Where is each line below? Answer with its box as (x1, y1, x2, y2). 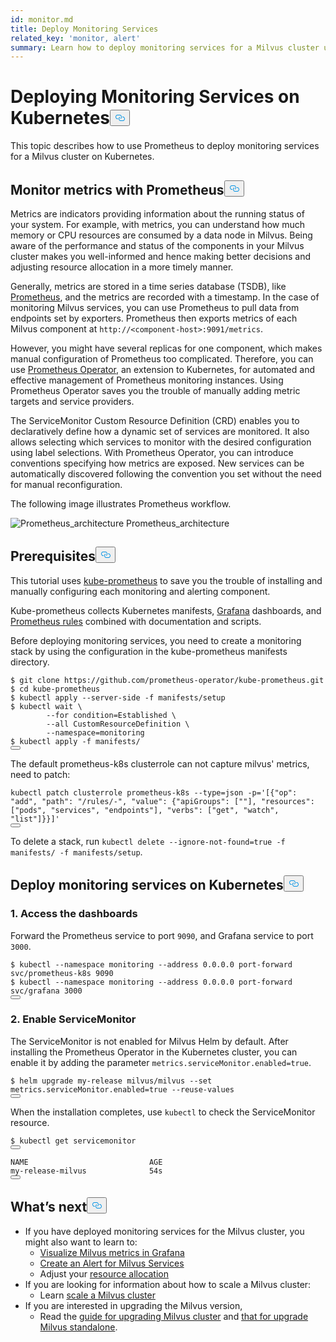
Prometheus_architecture (126, 517, 230, 529)
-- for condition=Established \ (46, 710, 177, 720)
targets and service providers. (10, 396, 135, 407)
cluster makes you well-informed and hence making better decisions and (10, 251, 312, 262)
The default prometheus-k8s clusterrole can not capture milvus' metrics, (10, 757, 310, 770)
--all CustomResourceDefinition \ (46, 719, 190, 729)
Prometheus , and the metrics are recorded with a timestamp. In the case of (10, 291, 320, 303)
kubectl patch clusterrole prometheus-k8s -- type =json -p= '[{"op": (10, 787, 298, 798)
